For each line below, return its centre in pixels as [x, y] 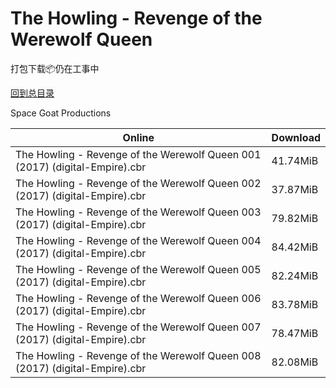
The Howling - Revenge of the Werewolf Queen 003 [138, 212]
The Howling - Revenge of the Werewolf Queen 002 [138, 183]
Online [138, 137]
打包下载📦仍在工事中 [55, 68]
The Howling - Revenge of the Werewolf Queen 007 [138, 327]
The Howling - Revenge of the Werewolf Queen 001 [138, 154]
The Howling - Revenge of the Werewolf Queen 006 [138, 298]
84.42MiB [295, 247]
